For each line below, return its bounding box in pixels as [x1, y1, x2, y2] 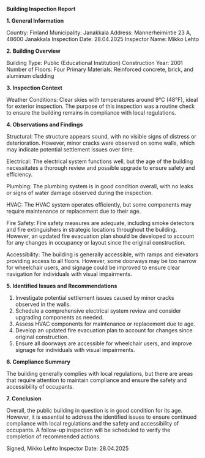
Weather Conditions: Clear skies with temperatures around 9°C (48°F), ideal [6, 96, 198, 103]
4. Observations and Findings [6, 121, 83, 128]
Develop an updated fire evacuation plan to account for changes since [15, 327, 193, 334]
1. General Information [6, 17, 64, 24]
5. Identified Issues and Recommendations [6, 282, 117, 289]
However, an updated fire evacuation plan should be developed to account [6, 232, 195, 240]
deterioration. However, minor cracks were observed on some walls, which [6, 139, 195, 147]
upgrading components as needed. [15, 314, 104, 321]
